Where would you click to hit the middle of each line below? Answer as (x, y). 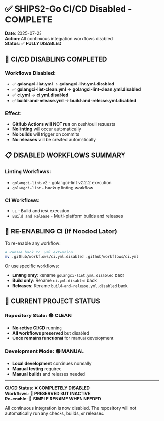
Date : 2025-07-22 (23, 33)
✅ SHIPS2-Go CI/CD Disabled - (69, 9)
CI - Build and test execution (41, 210)
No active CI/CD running (37, 328)
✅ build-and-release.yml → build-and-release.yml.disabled (74, 100)
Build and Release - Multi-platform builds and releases (67, 216)
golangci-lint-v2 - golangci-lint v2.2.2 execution (62, 182)
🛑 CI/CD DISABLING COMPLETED (56, 59)
